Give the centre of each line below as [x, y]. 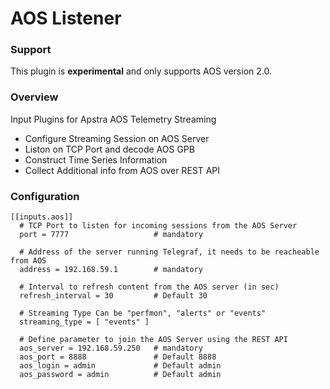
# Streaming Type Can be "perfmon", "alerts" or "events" [143, 313]
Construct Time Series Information [96, 159]
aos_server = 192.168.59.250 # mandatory [111, 348]
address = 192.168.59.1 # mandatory [111, 270]
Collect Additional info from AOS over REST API [122, 170]
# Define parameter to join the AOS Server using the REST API [153, 340]
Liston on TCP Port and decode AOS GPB [109, 149]
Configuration [45, 196]
